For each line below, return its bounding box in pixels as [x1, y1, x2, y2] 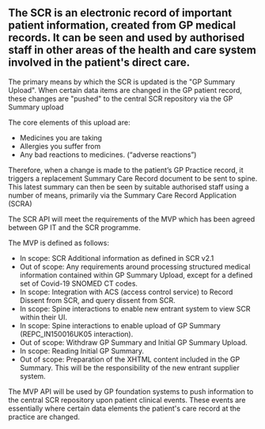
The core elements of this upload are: [8, 117, 131, 127]
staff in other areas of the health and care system [8, 44, 257, 57]
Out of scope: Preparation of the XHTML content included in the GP [19, 354, 240, 364]
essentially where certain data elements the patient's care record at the [8, 404, 241, 413]
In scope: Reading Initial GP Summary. [19, 346, 145, 355]
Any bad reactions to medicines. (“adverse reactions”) [19, 150, 197, 159]
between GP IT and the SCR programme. [8, 222, 141, 232]
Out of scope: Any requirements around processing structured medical [19, 262, 251, 271]
